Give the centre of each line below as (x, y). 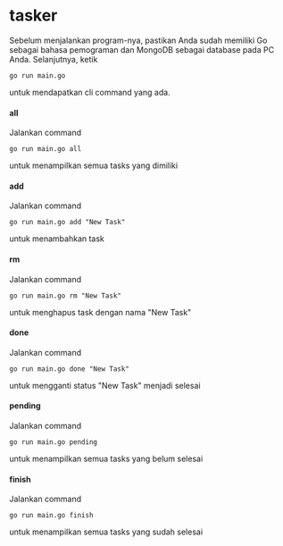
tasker (33, 16)
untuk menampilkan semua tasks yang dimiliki (94, 165)
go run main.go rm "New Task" (66, 296)
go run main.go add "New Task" (67, 223)
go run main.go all (46, 149)
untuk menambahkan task (57, 239)
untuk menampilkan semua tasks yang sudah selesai (106, 532)
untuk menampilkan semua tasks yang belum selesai (106, 458)
